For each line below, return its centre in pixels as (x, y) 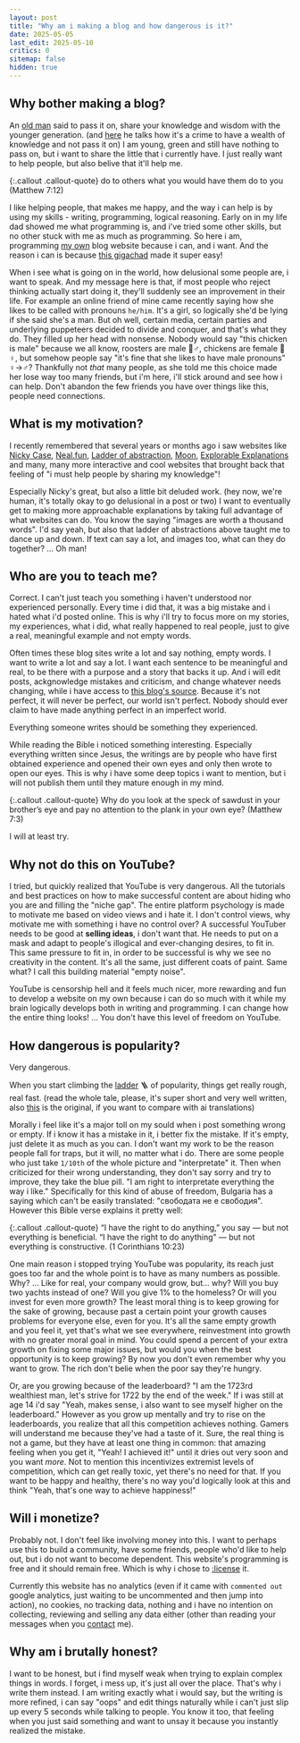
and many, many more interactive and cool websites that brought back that (147, 464)
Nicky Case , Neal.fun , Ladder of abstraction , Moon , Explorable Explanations (149, 455)
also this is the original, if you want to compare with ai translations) (132, 1107)
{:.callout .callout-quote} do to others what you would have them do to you (146, 181)
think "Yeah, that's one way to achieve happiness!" (103, 1490)
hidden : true (33, 68)
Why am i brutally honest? (83, 1652)
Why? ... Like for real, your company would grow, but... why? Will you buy (144, 1282)
